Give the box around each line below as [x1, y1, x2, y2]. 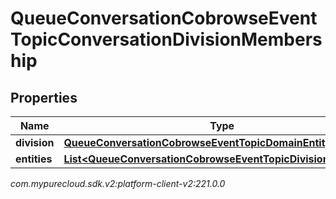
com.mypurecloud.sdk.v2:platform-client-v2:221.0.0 [10, 178, 226, 189]
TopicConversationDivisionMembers [10, 28, 323, 51]
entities [15, 152, 53, 166]
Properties [10, 89, 78, 106]
